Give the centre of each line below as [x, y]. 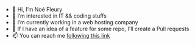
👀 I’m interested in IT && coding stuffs [59, 16]
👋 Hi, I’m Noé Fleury [37, 9]
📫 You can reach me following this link [61, 36]
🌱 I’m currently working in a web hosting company [75, 22]
